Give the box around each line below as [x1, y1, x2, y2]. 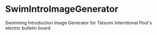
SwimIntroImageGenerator [5, 3, 119, 15]
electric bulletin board [5, 25, 51, 31]
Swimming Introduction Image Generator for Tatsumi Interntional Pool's [5, 20, 152, 26]
